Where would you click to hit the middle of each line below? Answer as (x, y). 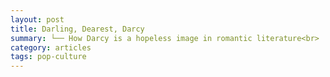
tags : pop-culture (48, 57)
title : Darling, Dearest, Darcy (77, 29)
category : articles (51, 47)
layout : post (37, 19)
